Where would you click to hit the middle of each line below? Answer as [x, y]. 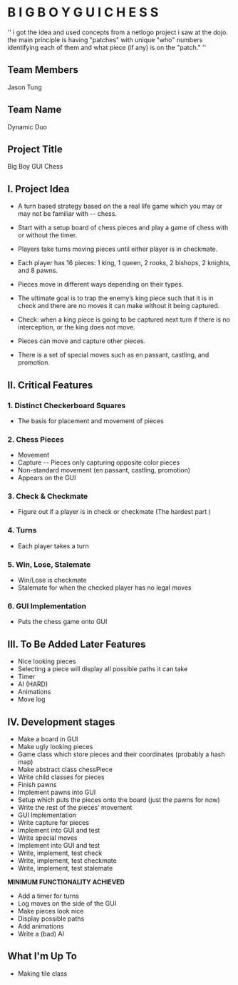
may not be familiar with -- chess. [67, 214]
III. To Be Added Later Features [77, 644]
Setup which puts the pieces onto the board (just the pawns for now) [119, 800]
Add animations [41, 926]
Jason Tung [25, 87]
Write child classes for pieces [61, 777]
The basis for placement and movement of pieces [90, 421]
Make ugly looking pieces [55, 746]
